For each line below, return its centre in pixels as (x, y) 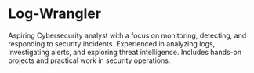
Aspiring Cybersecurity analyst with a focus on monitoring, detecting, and (127, 35)
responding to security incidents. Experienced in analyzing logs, (112, 43)
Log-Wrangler (55, 14)
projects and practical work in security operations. (89, 60)
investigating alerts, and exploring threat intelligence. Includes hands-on (125, 52)
